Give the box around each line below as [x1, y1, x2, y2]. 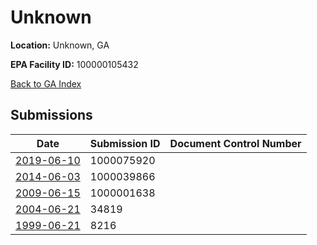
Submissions [10, 107, 93, 124]
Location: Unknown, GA [10, 39, 110, 51]
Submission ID [89, 136, 161, 150]
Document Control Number [169, 136, 302, 150]
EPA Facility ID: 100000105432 [10, 58, 139, 70]
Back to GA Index [10, 77, 82, 90]
